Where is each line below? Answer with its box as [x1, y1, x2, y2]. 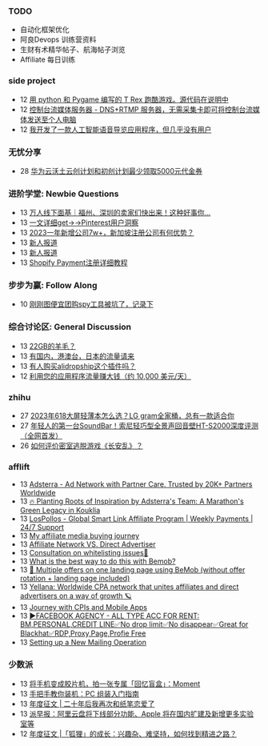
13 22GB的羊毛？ [19, 341, 76, 351]
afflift [8, 462, 30, 472]
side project [8, 75, 56, 86]
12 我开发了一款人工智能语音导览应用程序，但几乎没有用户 [19, 124, 212, 134]
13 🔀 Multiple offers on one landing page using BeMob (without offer [19, 565, 246, 575]
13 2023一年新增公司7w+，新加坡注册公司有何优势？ [19, 228, 194, 238]
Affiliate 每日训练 [19, 54, 76, 65]
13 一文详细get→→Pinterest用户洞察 [19, 218, 139, 227]
